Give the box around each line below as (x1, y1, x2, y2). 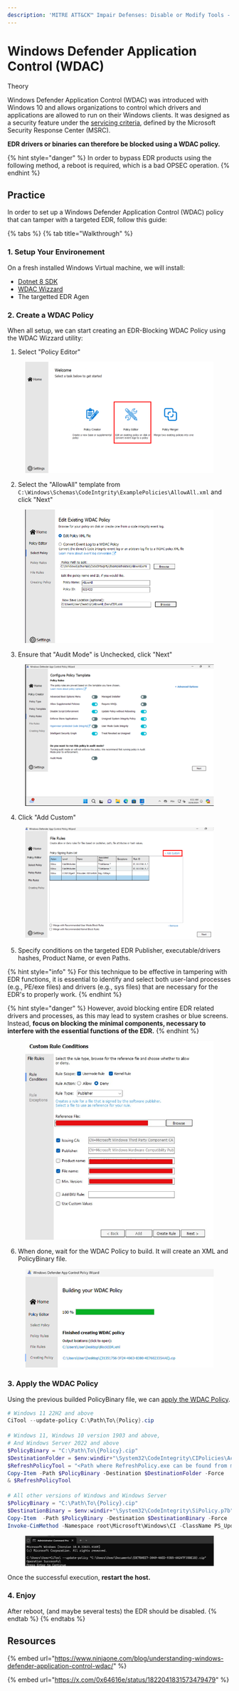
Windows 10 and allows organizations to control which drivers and (7, 103, 201, 112)
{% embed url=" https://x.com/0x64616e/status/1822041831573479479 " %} (7, 1675, 230, 1684)
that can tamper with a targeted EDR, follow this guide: (7, 216, 167, 224)
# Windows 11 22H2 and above (7, 1410, 94, 1417)
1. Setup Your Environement (7, 247, 105, 257)
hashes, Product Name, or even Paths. (17, 954, 131, 963)
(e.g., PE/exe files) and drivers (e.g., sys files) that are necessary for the (7, 983, 218, 991)
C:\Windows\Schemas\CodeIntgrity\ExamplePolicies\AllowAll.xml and (17, 488, 222, 496)
